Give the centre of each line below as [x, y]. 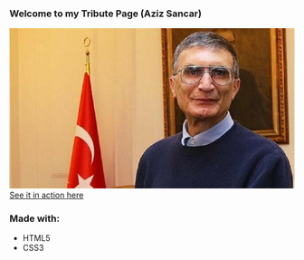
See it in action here [47, 195]
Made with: [35, 218]
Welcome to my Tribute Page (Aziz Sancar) [105, 14]
